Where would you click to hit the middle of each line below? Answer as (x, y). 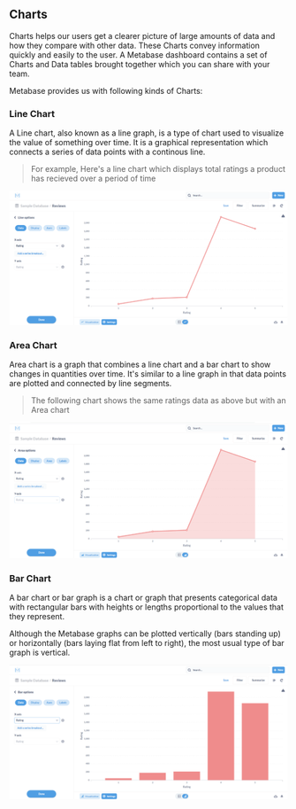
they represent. (37, 616)
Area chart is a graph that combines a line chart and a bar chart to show (140, 365)
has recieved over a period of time (93, 179)
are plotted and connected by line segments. (91, 384)
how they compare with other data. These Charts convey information (135, 45)
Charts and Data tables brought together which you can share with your (140, 64)
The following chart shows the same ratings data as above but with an (159, 401)
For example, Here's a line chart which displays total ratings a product (158, 169)
